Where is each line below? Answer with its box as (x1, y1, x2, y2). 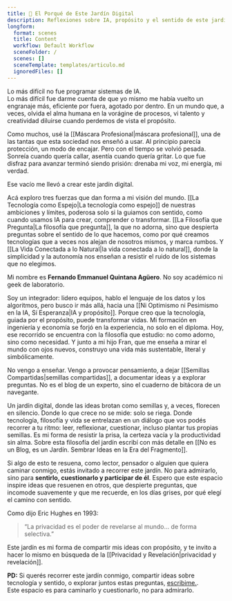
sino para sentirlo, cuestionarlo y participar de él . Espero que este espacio (7, 473, 223, 481)
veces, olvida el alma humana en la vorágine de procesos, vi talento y (7, 109, 205, 118)
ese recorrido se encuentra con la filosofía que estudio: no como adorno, (7, 330, 215, 339)
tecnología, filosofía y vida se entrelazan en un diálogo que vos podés (7, 416, 206, 424)
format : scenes (13, 29, 57, 37)
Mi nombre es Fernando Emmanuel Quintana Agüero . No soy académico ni (7, 272, 223, 281)
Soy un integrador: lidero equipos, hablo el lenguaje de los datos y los (7, 293, 206, 302)
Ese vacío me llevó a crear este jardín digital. (7, 180, 134, 188)
